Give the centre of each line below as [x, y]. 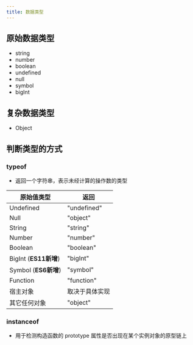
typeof [16, 167]
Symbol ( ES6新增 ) [35, 270]
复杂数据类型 [30, 113]
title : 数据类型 [25, 12]
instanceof [23, 321]
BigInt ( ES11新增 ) [35, 258]
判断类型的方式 [34, 149]
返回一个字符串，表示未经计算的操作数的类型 [71, 180]
